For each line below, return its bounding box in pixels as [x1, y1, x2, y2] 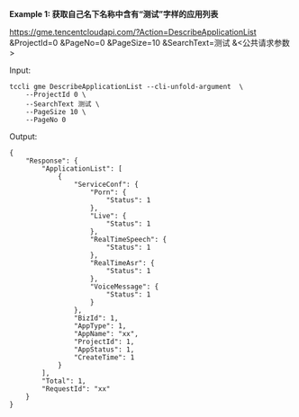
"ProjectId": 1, [73, 337, 135, 346]
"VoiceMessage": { [89, 282, 159, 291]
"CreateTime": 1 [73, 353, 135, 362]
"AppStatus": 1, [73, 345, 135, 354]
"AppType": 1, [73, 322, 127, 331]
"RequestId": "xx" [41, 385, 111, 394]
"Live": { [89, 211, 127, 220]
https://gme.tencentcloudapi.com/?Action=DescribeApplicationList [9, 27, 257, 37]
